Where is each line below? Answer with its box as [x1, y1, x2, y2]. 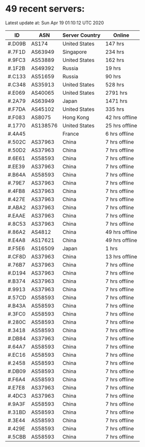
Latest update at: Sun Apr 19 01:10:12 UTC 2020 [5, 20, 104, 26]
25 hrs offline [105, 122, 137, 129]
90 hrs [105, 73, 121, 80]
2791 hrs [105, 89, 127, 96]
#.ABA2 [8, 204, 26, 211]
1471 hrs [105, 97, 127, 104]
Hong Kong [62, 114, 90, 121]
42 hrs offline [105, 114, 137, 121]
